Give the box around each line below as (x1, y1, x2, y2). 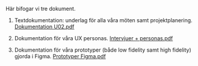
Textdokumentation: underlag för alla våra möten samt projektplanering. (14, 17, 193, 23)
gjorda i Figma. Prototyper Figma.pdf (14, 53, 106, 59)
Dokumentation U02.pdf (14, 23, 75, 30)
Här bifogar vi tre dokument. (5, 5, 76, 12)
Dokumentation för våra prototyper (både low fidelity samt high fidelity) (14, 46, 192, 53)
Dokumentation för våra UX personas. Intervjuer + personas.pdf (14, 35, 173, 41)
